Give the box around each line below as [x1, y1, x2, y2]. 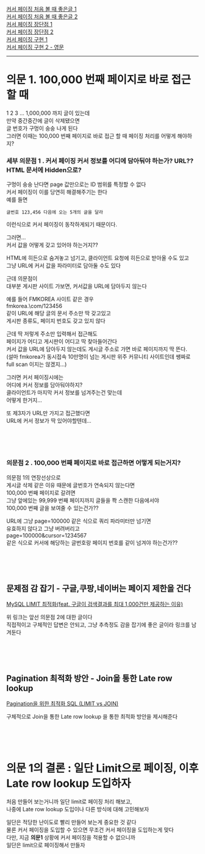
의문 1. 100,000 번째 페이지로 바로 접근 [6, 73, 191, 87]
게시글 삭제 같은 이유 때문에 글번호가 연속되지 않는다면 [6, 481, 135, 489]
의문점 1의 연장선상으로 [6, 473, 61, 481]
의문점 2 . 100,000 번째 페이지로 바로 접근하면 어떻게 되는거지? [6, 459, 181, 467]
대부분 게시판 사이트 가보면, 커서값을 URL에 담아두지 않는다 [6, 282, 148, 290]
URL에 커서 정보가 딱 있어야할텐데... [6, 417, 92, 425]
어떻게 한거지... [6, 396, 43, 404]
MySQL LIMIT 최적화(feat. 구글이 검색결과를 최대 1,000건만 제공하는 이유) [6, 600, 183, 608]
